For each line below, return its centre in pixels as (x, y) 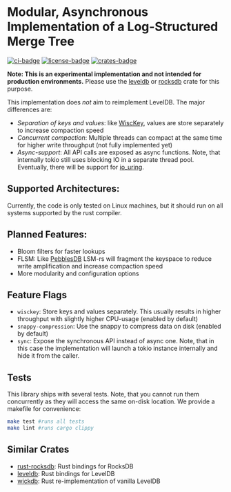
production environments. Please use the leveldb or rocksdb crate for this (113, 81)
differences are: (30, 109)
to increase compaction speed (60, 130)
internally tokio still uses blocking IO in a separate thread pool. (106, 159)
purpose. (20, 89)
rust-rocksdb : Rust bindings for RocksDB (75, 466)
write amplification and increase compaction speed (90, 266)
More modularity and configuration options (78, 273)
